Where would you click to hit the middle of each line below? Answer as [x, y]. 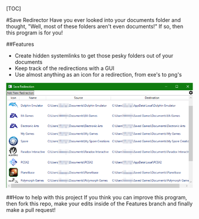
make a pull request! [31, 210]
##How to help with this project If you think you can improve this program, [97, 198]
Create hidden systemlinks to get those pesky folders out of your [94, 55]
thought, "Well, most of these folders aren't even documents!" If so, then [95, 26]
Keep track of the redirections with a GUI [64, 68]
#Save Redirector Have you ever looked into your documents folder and [94, 20]
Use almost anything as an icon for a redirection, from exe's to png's [98, 74]
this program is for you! [35, 33]
